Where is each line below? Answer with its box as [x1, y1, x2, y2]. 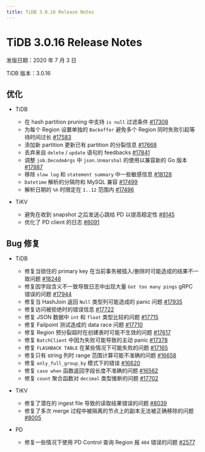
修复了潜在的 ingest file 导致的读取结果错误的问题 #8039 [24, 399, 167, 407]
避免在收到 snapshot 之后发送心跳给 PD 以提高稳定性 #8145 [24, 211, 175, 218]
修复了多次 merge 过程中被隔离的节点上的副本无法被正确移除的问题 [24, 407, 194, 415]
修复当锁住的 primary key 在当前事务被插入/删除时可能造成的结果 [24, 268, 188, 275]
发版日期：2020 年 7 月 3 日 [6, 56, 76, 64]
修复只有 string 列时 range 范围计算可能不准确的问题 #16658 [24, 352, 176, 359]
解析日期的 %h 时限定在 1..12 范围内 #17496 [24, 186, 135, 194]
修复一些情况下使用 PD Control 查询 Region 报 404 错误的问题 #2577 [24, 439, 196, 446]
